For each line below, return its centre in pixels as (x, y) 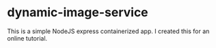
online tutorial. (27, 38)
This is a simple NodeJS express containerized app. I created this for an (108, 31)
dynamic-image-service (78, 13)
